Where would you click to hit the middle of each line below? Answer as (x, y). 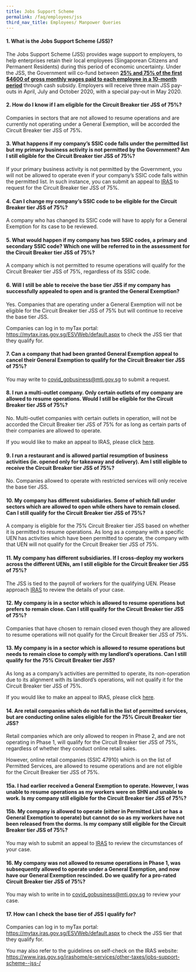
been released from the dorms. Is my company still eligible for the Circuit (96, 824)
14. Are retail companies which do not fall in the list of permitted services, (97, 710)
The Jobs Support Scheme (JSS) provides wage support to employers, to (94, 54)
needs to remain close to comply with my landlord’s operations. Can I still (96, 654)
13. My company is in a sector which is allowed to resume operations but (96, 648)
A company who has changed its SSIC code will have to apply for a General (97, 221)
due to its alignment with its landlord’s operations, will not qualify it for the (94, 680)
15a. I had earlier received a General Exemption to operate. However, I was (97, 785)
